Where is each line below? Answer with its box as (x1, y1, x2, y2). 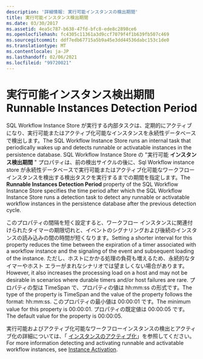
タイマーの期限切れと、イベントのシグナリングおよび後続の (27, 227, 176, 234)
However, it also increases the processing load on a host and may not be (6, 269, 188, 276)
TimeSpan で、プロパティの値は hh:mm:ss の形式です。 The (44, 284, 193, 292)
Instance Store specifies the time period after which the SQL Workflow (6, 187, 182, 194)
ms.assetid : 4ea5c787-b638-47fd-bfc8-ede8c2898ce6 (6, 26, 137, 32)
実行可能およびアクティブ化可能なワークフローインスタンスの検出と (6, 325, 176, 332)
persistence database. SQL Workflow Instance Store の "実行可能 (6, 151, 169, 159)
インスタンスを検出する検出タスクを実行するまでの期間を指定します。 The (6, 174, 191, 181)
